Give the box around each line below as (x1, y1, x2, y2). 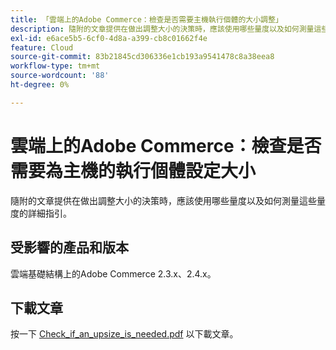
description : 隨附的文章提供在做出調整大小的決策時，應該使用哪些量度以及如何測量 (10, 24, 315, 34)
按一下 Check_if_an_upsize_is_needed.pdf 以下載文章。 (10, 328, 239, 340)
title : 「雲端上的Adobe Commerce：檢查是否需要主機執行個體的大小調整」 (10, 14, 283, 25)
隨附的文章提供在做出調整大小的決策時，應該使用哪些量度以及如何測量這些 (10, 194, 317, 206)
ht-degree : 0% (10, 80, 70, 90)
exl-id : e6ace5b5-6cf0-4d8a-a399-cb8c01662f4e (10, 33, 208, 43)
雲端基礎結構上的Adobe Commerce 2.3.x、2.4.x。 (10, 267, 217, 280)
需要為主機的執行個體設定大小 (10, 159, 257, 182)
